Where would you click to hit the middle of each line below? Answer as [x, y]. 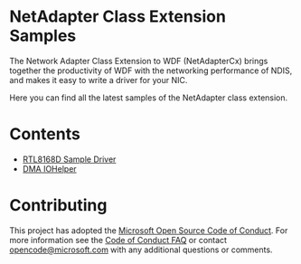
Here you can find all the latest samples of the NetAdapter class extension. [149, 98]
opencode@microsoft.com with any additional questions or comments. [141, 250]
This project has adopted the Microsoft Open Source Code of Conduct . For [149, 230]
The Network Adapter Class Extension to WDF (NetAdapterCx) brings [139, 61]
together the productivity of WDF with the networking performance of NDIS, [151, 71]
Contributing [58, 206]
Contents [45, 134]
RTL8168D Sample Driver [69, 159]
